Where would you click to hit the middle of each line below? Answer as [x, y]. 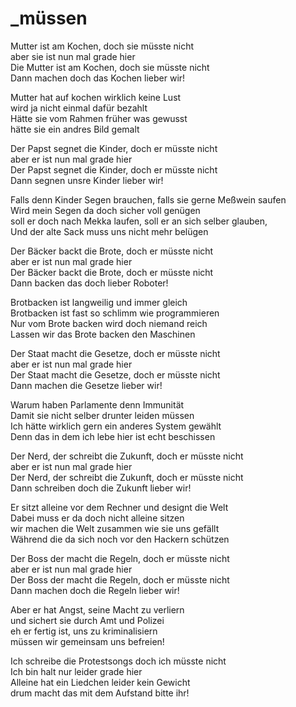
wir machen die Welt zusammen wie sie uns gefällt [115, 528]
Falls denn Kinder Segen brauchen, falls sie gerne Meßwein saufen [148, 199]
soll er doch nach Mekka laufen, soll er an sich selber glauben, [139, 221]
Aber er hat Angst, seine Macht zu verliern [97, 609]
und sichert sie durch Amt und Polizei [87, 620]
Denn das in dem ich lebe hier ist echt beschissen [113, 436]
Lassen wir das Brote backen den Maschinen [103, 334]
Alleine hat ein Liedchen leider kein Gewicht [100, 682]
